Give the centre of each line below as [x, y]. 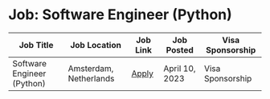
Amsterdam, [91, 68]
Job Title [36, 45]
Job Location [96, 45]
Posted [180, 49]
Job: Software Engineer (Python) [121, 15]
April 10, [180, 68]
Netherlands [91, 78]
